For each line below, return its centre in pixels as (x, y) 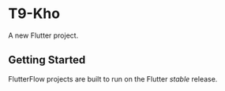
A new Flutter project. (43, 35)
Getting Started (47, 60)
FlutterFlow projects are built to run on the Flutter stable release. (113, 78)
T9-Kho (34, 14)
